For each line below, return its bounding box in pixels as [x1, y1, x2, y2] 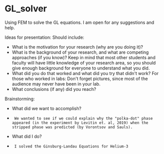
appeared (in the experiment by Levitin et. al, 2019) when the [11, 120, 149, 125]
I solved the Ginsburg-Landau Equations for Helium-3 [14, 144, 129, 149]
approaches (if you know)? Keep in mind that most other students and [11, 54, 156, 60]
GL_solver [4, 3, 47, 14]
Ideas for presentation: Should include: [4, 34, 84, 40]
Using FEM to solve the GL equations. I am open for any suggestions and [4, 19, 155, 25]
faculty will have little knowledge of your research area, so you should [11, 60, 156, 66]
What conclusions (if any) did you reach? [11, 86, 97, 92]
